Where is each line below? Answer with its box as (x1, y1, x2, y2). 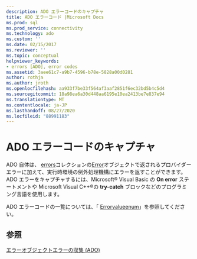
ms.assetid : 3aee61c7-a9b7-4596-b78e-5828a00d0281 (6, 69, 133, 75)
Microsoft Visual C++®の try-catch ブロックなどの (38, 183, 162, 190)
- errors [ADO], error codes (6, 63, 78, 70)
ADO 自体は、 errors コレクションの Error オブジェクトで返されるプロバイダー (6, 161, 192, 169)
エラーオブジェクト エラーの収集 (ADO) (6, 247, 100, 253)
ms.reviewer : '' (6, 47, 46, 53)
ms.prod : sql (6, 20, 38, 25)
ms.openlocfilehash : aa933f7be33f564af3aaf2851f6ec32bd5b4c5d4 (6, 86, 165, 92)
